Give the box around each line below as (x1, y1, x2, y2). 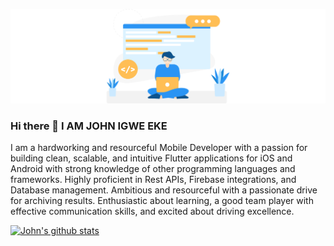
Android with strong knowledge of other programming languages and (10, 163, 296, 175)
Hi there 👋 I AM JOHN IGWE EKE (10, 119, 168, 133)
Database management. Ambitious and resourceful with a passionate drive (10, 184, 318, 196)
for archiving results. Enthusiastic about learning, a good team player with (10, 195, 314, 207)
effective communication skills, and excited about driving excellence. (10, 205, 295, 218)
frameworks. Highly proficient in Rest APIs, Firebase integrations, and (10, 174, 297, 186)
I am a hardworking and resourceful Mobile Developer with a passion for (10, 142, 308, 154)
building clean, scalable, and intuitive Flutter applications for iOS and (10, 152, 293, 164)
